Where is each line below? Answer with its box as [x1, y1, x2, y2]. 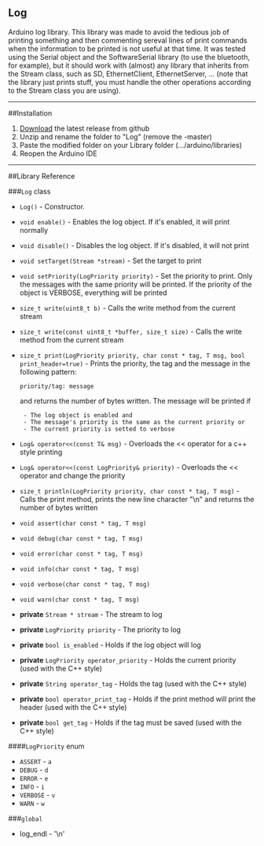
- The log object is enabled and [23, 411, 133, 419]
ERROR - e [19, 773, 49, 782]
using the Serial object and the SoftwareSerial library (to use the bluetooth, [8, 52, 251, 61]
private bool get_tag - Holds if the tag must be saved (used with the [19, 718, 242, 727]
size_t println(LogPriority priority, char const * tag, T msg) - [19, 486, 240, 495]
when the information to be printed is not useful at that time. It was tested [8, 43, 246, 54]
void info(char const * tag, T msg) [19, 565, 140, 573]
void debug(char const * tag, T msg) [19, 534, 144, 542]
